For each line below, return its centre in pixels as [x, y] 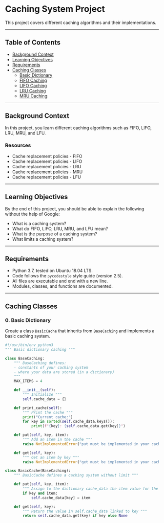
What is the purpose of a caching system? [55, 234]
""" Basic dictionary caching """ [40, 350]
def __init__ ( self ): [35, 390]
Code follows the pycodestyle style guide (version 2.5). [67, 276]
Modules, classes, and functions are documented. [62, 286]
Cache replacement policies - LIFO [47, 161]
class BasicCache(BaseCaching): [38, 471]
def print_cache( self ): [38, 408]
